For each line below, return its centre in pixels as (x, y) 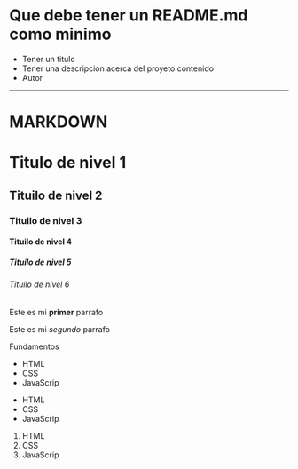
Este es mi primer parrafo (56, 312)
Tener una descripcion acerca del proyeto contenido (118, 68)
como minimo (60, 34)
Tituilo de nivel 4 (41, 242)
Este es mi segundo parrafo (60, 329)
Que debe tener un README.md (129, 16)
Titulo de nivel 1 (68, 163)
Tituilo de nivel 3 (46, 220)
